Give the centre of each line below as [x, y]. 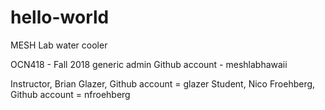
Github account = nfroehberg [70, 94]
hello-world [60, 17]
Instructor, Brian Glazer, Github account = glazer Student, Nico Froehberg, [163, 83]
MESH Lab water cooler [59, 45]
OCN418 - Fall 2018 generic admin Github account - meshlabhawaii [149, 64]
